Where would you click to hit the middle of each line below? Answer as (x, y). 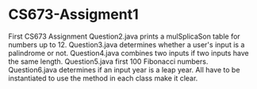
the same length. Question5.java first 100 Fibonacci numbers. (108, 61)
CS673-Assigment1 (73, 15)
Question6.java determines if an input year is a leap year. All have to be (124, 69)
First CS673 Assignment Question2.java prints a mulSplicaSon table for (124, 36)
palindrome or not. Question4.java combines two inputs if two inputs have (129, 53)
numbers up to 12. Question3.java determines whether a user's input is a (127, 44)
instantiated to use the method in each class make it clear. (103, 78)
